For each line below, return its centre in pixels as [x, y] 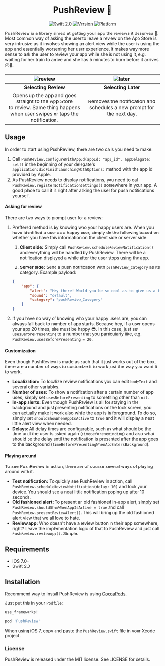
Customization [20, 350]
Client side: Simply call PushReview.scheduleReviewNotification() [86, 247]
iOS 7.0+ [21, 561]
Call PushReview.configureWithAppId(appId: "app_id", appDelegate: [82, 159]
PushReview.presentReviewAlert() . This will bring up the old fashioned [83, 513]
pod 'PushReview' [23, 621]
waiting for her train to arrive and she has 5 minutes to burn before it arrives [82, 59]
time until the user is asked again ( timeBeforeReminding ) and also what [83, 434]
